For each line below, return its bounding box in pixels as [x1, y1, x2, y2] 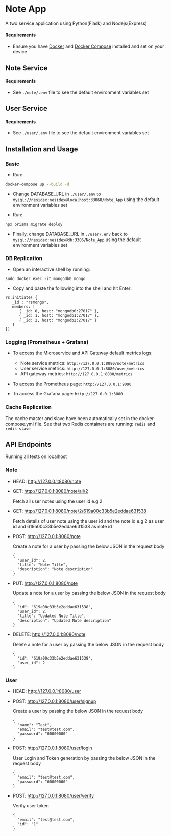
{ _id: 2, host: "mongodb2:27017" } [18, 317, 97, 323]
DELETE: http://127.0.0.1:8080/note [12, 631, 86, 638]
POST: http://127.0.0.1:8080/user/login [12, 745, 93, 751]
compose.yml [5, 421, 34, 427]
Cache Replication [5, 404, 52, 411]
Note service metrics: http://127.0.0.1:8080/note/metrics [20, 360, 145, 366]
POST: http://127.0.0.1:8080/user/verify [12, 793, 94, 799]
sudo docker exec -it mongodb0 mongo [5, 276, 86, 282]
